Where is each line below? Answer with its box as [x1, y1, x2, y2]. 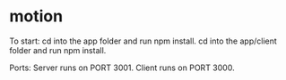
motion [9, 6, 64, 27]
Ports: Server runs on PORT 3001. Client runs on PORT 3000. [9, 62, 235, 73]
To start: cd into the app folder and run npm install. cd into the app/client [9, 36, 278, 46]
